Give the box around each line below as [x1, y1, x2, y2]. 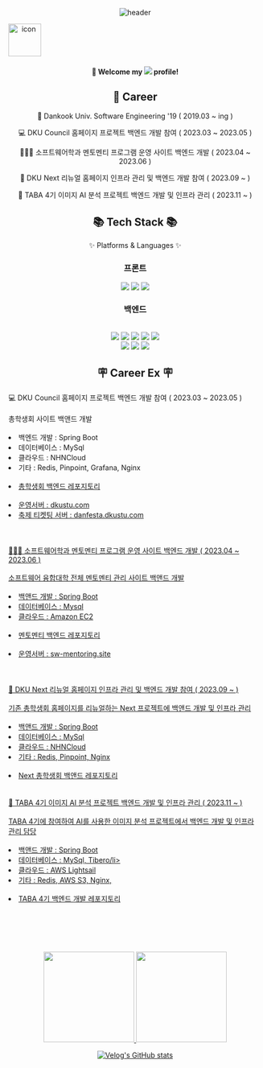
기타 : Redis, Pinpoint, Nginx [18, 752, 111, 761]
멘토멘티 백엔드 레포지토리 [18, 630, 101, 640]
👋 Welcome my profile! [91, 67, 179, 76]
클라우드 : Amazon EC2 [18, 612, 94, 621]
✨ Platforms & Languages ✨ [88, 241, 182, 250]
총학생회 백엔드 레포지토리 [18, 481, 101, 491]
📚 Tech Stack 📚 [92, 215, 178, 229]
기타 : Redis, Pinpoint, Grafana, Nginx [18, 463, 141, 472]
